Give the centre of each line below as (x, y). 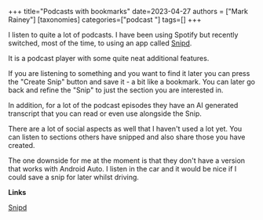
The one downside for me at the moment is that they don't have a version (127, 160)
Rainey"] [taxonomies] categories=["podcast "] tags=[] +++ (105, 20)
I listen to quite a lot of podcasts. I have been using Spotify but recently (123, 35)
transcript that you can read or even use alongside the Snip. (105, 114)
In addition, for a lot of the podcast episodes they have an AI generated (123, 105)
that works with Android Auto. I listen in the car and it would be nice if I (122, 169)
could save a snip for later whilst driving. (74, 177)
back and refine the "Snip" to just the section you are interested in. (116, 90)
